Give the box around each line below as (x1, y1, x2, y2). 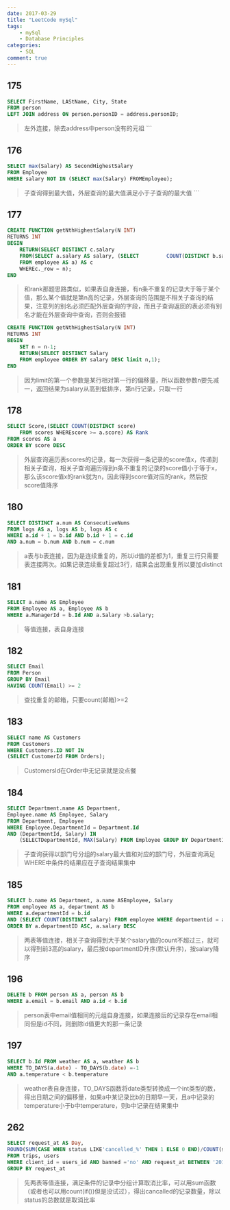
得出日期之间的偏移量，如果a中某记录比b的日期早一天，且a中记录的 (23, 1093, 215, 1101)
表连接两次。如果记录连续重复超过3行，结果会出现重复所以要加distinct (23, 560, 222, 569)
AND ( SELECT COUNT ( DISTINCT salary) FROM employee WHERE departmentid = (7, 916, 219, 923)
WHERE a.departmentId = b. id (7, 910, 90, 917)
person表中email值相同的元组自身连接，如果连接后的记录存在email (23, 1011, 212, 1019)
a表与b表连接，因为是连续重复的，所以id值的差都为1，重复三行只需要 (23, 552, 219, 560)
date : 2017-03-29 (7, 10, 57, 17)
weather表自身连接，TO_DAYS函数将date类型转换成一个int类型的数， (23, 1084, 220, 1092)
